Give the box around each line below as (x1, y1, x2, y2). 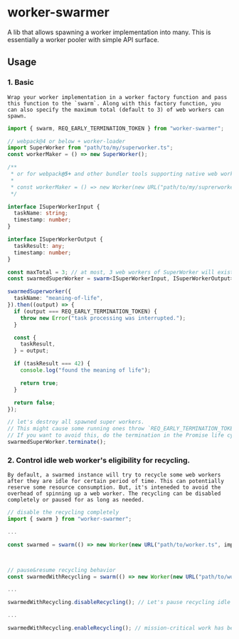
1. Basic (7, 78, 34, 88)
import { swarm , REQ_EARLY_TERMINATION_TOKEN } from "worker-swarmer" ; (7, 125, 224, 132)
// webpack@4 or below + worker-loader (7, 137, 126, 145)
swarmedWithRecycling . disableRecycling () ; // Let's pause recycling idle (7, 599, 231, 606)
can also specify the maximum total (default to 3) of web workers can (7, 106, 224, 113)
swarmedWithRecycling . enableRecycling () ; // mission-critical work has (7, 625, 224, 632)
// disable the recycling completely (7, 509, 119, 516)
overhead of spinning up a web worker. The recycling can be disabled (7, 490, 221, 497)
